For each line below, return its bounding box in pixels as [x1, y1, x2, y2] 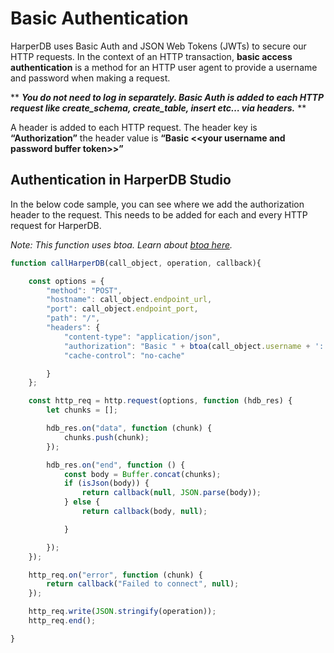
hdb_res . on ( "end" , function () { [46, 460, 186, 470]
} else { [63, 497, 101, 507]
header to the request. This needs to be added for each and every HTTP [10, 208, 308, 221]
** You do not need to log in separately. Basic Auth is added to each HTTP [10, 91, 325, 103]
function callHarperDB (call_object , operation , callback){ [10, 258, 262, 268]
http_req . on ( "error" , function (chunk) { [28, 570, 203, 580]
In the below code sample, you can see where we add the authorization [10, 198, 305, 210]
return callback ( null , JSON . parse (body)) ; [81, 488, 262, 498]
